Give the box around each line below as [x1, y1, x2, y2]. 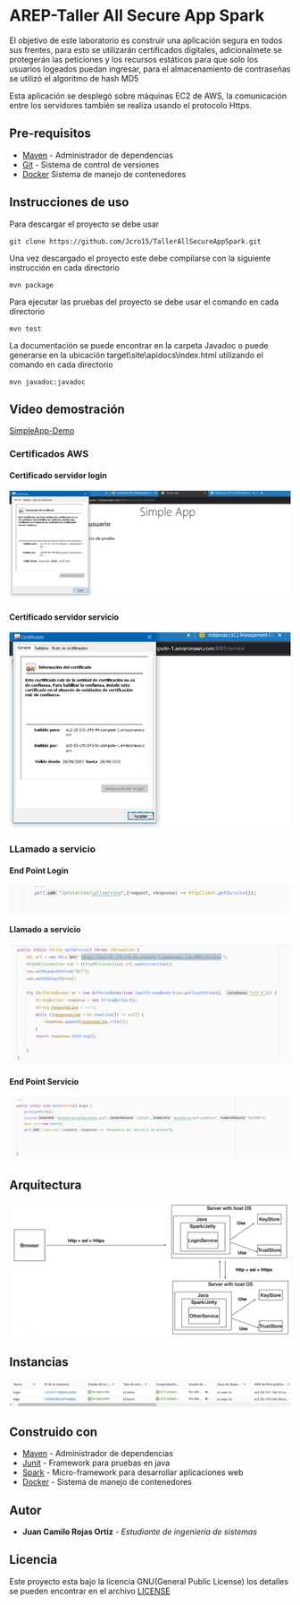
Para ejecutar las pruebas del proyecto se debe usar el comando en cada [9, 296, 279, 307]
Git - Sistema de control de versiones [21, 159, 160, 170]
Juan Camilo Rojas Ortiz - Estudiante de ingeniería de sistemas [21, 1526, 257, 1537]
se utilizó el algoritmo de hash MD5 [9, 73, 139, 83]
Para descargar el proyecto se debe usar [9, 219, 160, 229]
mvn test [9, 324, 42, 333]
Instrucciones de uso [9, 194, 129, 210]
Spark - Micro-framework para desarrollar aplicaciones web [21, 1467, 244, 1478]
